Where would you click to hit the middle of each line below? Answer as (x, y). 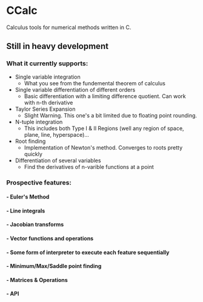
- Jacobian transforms (35, 225)
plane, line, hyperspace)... (57, 134)
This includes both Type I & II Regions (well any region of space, (104, 128)
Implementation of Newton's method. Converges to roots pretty (103, 147)
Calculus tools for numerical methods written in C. (69, 27)
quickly (33, 154)
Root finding (30, 141)
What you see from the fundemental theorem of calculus (95, 83)
